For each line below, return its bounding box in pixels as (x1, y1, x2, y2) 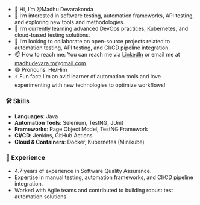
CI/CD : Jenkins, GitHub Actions (14, 132, 93, 139)
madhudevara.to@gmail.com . (14, 60, 88, 66)
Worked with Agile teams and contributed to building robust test (14, 186, 173, 194)
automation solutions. (14, 193, 68, 200)
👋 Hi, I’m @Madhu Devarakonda (14, 6, 94, 13)
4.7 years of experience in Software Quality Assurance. (14, 167, 152, 174)
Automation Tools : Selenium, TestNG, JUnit (14, 119, 124, 127)
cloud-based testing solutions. (14, 31, 90, 39)
